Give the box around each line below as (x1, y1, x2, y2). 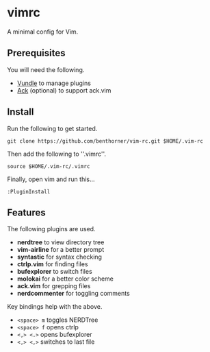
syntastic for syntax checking (16, 253, 103, 261)
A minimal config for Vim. (7, 27, 79, 36)
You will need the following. (7, 65, 85, 73)
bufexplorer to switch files (16, 268, 92, 276)
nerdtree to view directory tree (16, 238, 105, 246)
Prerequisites (7, 47, 66, 59)
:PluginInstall (7, 188, 51, 195)
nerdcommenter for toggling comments (16, 290, 130, 298)
